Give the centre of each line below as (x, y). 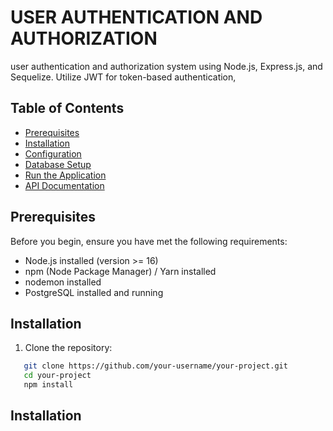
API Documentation (64, 185)
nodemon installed (63, 282)
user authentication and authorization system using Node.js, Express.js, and (166, 66)
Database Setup (58, 164)
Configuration (53, 153)
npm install (48, 385)
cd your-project (57, 376)
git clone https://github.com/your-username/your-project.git (155, 366)
